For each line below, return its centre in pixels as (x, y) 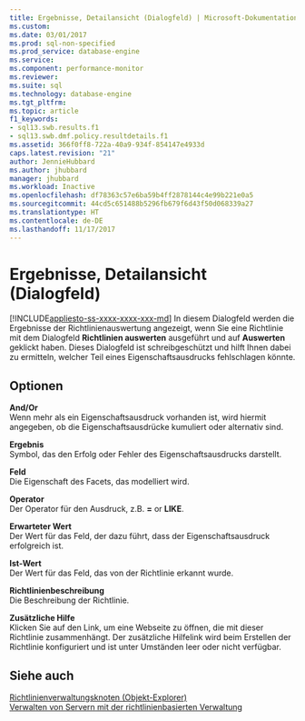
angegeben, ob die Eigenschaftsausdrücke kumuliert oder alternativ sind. (147, 427)
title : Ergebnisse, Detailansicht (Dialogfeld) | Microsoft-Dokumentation (154, 18)
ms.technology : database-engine (70, 94)
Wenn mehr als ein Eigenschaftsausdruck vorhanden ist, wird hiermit (138, 417)
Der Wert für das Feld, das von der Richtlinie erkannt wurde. (122, 573)
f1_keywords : (34, 119)
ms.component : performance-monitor (77, 69)
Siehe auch (42, 675)
